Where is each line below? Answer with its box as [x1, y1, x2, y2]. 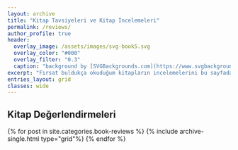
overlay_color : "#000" [13, 50, 81, 57]
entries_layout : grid [7, 75, 72, 83]
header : [7, 37, 30, 44]
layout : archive [7, 10, 55, 18]
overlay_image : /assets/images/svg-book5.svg [13, 43, 151, 50]
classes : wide [7, 82, 50, 89]
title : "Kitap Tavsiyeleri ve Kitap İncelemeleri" [7, 17, 160, 24]
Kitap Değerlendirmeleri [7, 108, 116, 120]
